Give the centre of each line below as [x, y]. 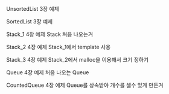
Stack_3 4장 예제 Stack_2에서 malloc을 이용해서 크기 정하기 [78, 60]
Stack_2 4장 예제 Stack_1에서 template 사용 [59, 47]
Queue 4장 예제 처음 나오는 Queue [48, 72]
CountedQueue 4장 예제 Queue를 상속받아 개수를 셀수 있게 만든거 [85, 85]
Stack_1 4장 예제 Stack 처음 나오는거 [50, 34]
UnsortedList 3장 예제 [33, 9]
